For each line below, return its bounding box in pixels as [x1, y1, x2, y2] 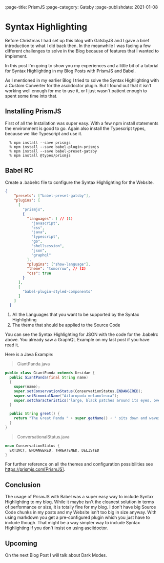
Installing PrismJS [5, 107, 61, 116]
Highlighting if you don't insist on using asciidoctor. [5, 525, 108, 531]
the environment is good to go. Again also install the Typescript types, [5, 125, 146, 131]
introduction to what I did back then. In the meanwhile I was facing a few [5, 43, 151, 49]
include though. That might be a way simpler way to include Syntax [5, 520, 140, 526]
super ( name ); [14, 384, 41, 389]
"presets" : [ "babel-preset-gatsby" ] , [14, 193, 91, 198]
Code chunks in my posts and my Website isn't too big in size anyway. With [5, 510, 157, 515]
